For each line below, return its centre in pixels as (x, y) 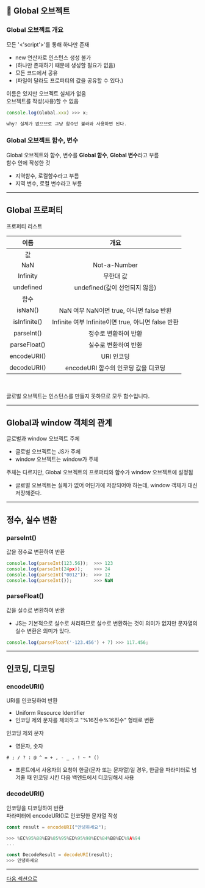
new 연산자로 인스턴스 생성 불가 (53, 58)
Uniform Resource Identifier (50, 713)
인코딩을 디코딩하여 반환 (35, 808)
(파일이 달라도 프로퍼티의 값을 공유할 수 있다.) (69, 80)
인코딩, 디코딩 (31, 669)
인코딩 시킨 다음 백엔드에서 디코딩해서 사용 (84, 778)
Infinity (28, 275)
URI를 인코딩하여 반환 (32, 701)
